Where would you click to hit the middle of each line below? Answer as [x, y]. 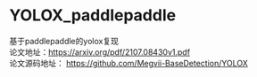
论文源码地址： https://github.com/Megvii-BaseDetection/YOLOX [128, 63]
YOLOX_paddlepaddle [93, 15]
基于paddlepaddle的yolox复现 [64, 41]
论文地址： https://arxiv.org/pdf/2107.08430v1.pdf [99, 52]
